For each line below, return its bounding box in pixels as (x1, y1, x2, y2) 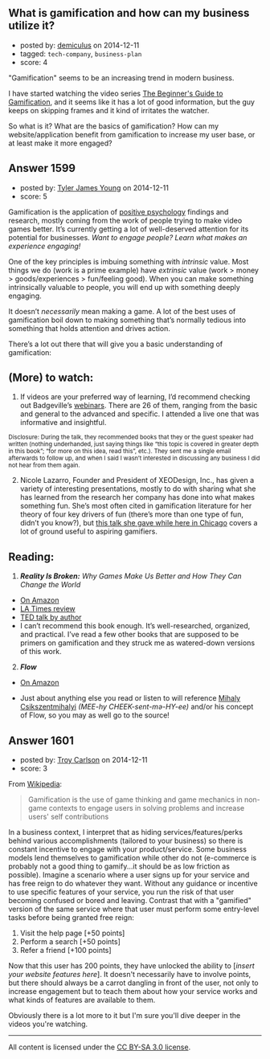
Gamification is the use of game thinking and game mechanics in (27, 795, 243, 804)
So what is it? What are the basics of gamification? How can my (8, 121, 219, 131)
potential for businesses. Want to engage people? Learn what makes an (8, 232, 247, 242)
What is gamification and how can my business (8, 6, 250, 20)
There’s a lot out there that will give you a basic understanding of (8, 339, 223, 349)
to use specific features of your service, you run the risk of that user (8, 887, 235, 897)
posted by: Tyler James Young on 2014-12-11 (19, 182, 169, 192)
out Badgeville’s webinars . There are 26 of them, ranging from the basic (19, 401, 258, 411)
